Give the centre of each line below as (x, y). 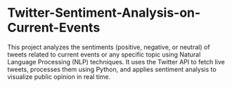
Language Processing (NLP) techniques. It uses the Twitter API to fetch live (116, 61)
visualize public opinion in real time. (59, 76)
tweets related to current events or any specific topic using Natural (104, 54)
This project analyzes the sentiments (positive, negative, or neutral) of (109, 47)
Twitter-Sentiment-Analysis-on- (104, 13)
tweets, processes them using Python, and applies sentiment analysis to (112, 69)
